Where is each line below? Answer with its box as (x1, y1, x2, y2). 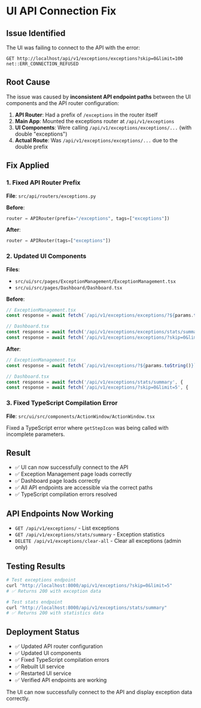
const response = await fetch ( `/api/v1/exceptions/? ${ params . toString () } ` (6, 362, 197, 369)
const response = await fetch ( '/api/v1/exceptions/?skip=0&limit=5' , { (6, 384, 188, 391)
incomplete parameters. (6, 431, 65, 438)
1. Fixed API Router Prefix (6, 178, 81, 187)
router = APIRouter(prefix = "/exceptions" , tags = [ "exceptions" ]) (6, 215, 170, 222)
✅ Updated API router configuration (14, 643, 103, 650)
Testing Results (6, 561, 66, 571)
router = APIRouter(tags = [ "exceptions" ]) (6, 238, 111, 244)
